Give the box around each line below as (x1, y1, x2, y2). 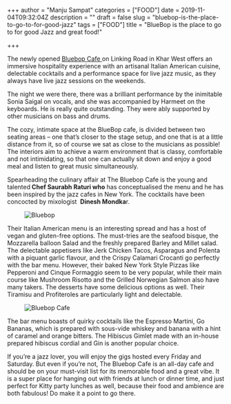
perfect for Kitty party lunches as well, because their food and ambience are (7, 382, 224, 389)
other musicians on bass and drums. (7, 112, 111, 120)
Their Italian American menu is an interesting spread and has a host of (7, 224, 207, 232)
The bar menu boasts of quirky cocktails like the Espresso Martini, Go (7, 317, 205, 325)
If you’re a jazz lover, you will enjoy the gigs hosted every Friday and (7, 352, 201, 360)
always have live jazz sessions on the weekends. (7, 77, 146, 85)
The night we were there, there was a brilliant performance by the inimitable (7, 90, 223, 98)
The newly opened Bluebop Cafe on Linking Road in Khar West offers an (7, 55, 212, 63)
